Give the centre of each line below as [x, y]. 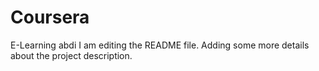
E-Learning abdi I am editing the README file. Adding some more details [160, 45]
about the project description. [71, 55]
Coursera [50, 17]
